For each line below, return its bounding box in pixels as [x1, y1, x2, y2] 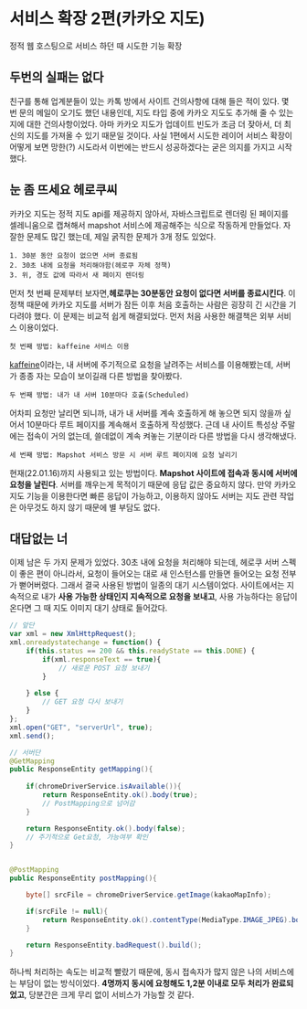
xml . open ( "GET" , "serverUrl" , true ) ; [9, 723, 153, 732]
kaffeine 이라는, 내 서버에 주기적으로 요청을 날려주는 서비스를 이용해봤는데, [9, 358, 274, 370]
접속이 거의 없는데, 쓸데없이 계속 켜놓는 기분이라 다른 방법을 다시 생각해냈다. [26, 430, 297, 441]
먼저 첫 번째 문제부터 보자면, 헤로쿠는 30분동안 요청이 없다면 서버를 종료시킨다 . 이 [9, 287, 296, 298]
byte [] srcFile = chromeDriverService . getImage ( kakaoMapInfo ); [26, 890, 272, 899]
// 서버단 [9, 748, 41, 757]
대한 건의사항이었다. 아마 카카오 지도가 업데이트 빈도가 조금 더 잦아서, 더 [26, 118, 282, 129]
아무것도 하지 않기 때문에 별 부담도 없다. [18, 502, 161, 513]
